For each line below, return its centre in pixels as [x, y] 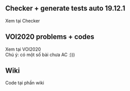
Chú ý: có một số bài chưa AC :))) [40, 54]
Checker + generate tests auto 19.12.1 [65, 8]
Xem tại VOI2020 [23, 49]
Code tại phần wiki [25, 83]
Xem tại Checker [23, 20]
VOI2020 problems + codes [50, 37]
